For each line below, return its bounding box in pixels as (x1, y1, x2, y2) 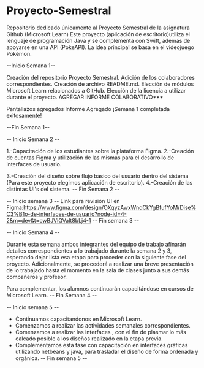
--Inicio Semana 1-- (6, 62, 56, 69)
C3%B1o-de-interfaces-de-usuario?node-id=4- (6, 210, 127, 218)
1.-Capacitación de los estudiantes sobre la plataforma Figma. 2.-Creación (6, 147, 194, 155)
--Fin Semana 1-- (6, 123, 50, 131)
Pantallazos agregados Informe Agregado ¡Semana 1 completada (6, 105, 170, 112)
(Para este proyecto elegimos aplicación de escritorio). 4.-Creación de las (6, 178, 193, 186)
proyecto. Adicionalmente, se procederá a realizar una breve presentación (6, 260, 194, 267)
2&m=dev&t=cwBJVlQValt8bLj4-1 (6, 217, 91, 224)
